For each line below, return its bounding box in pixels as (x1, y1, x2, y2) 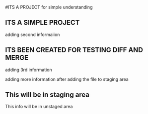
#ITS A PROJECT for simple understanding (5, 4, 93, 10)
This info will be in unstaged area (5, 104, 73, 110)
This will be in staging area (5, 91, 90, 99)
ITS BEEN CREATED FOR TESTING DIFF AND (5, 46, 143, 54)
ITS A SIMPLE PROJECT (5, 18, 80, 27)
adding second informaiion (5, 32, 60, 38)
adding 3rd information (5, 67, 52, 73)
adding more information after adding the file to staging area (5, 76, 129, 82)
